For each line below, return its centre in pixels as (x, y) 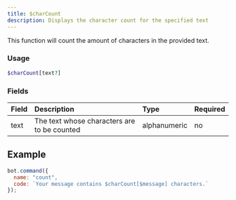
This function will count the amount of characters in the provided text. (108, 40)
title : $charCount (34, 14)
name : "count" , (36, 177)
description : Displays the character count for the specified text (108, 20)
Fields (18, 91)
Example (27, 155)
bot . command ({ (28, 171)
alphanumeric (165, 125)
